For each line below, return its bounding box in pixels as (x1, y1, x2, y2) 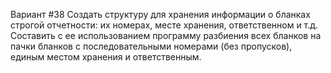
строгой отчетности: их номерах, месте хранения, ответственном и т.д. (10, 19, 319, 31)
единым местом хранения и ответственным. (10, 51, 202, 63)
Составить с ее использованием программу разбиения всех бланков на (10, 30, 322, 41)
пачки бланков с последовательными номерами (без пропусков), (10, 40, 293, 52)
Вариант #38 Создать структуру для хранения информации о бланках (10, 9, 311, 20)
